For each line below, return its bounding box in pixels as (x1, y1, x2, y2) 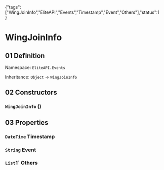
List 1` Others (5, 160, 38, 167)
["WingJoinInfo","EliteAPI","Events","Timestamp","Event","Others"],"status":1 (5, 9, 160, 15)
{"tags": (5, 4, 21, 10)
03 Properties (5, 118, 48, 127)
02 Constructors (5, 88, 57, 97)
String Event (5, 146, 36, 153)
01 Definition (5, 51, 45, 60)
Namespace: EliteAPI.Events (5, 65, 66, 70)
